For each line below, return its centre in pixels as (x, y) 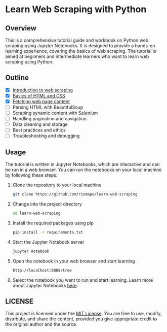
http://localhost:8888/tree (42, 270)
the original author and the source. (41, 324)
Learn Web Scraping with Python (76, 9)
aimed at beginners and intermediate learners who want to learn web (77, 56)
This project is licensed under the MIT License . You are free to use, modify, (83, 314)
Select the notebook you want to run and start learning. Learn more (83, 280)
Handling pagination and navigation (50, 119)
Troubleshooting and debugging (46, 136)
